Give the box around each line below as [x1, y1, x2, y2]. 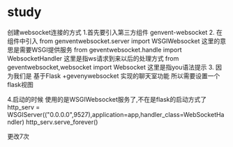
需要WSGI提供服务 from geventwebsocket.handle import [19, 45, 183, 54]
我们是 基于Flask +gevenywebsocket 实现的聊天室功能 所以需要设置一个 [13, 71, 220, 80]
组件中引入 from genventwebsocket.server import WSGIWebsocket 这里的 [7, 36, 220, 45]
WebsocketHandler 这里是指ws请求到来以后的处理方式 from [7, 54, 179, 63]
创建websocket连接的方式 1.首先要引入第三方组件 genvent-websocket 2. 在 [7, 28, 223, 36]
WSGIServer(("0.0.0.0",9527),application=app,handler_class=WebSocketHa [7, 110, 225, 118]
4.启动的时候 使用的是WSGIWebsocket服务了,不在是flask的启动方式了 [7, 95, 207, 103]
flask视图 [7, 80, 33, 88]
